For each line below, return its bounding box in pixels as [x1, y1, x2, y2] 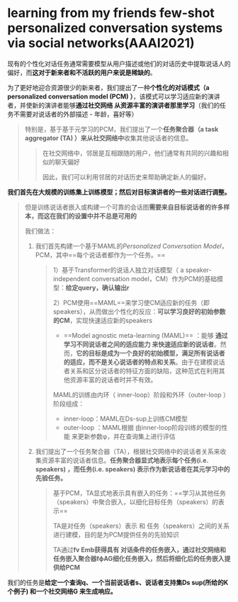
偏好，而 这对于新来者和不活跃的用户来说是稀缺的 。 [7, 68, 157, 76]
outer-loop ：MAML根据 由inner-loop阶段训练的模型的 [63, 423, 222, 431]
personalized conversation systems [7, 20, 223, 36]
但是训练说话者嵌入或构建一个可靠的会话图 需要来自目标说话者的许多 [24, 203, 224, 211]
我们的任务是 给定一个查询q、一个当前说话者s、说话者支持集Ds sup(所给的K [7, 578, 229, 586]
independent [52, 274, 91, 283]
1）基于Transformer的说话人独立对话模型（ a [52, 266, 184, 274]
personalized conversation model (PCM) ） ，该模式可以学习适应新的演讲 [7, 92, 220, 101]
